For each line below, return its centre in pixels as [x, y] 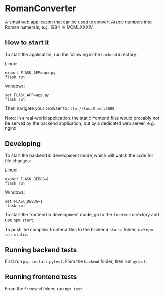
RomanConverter [41, 9]
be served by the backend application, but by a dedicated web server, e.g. [80, 123]
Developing [23, 144]
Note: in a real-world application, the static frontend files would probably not [82, 118]
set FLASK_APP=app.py [27, 95]
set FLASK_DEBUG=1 [24, 201]
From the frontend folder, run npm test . [45, 289]
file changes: [18, 160]
